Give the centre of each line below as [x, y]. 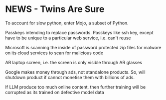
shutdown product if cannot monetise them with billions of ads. [70, 77]
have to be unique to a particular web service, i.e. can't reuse [68, 38]
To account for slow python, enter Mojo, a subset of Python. [67, 23]
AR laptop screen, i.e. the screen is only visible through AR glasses [74, 62]
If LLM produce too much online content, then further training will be [76, 87]
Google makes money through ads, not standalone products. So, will [75, 72]
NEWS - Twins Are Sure [55, 9]
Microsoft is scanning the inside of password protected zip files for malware [83, 47]
